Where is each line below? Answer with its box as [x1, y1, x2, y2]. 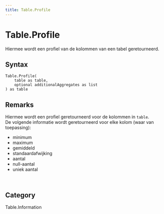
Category [5, 191, 36, 199]
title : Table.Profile [5, 7, 51, 13]
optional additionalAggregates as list [14, 83, 98, 88]
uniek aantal [12, 167, 38, 173]
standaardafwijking [12, 151, 53, 157]
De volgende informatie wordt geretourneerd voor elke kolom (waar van [5, 119, 154, 125]
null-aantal [12, 161, 35, 167]
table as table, [14, 78, 49, 83]
